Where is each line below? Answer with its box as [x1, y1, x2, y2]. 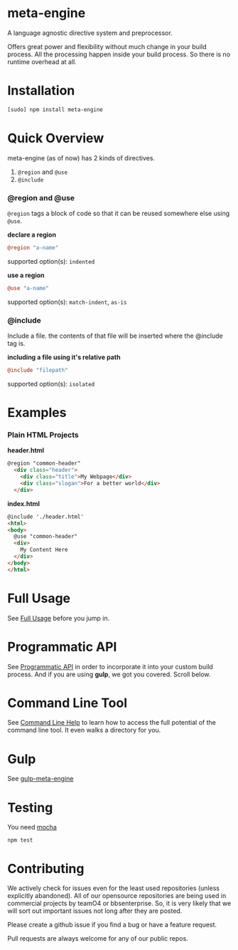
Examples [7, 405, 67, 421]
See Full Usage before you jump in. [7, 614, 110, 622]
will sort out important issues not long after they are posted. [7, 907, 183, 915]
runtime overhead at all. [7, 57, 77, 66]
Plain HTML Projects [7, 430, 80, 440]
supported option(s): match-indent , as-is [7, 297, 127, 306]
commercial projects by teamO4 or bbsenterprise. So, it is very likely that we [7, 899, 232, 908]
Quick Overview [7, 130, 104, 146]
